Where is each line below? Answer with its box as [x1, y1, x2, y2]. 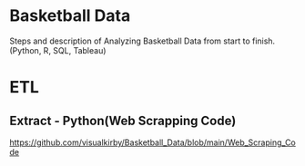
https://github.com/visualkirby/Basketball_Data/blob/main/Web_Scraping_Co [9, 137, 296, 148]
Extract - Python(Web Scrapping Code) [9, 112, 237, 128]
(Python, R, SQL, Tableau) [9, 44, 107, 55]
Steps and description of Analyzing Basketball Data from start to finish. [9, 35, 276, 46]
